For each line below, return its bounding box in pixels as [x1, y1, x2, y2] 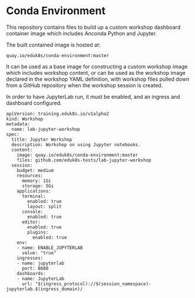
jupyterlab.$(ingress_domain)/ [6, 286, 83, 292]
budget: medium [16, 167, 54, 173]
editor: [21, 219, 41, 225]
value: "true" [21, 250, 57, 256]
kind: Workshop [6, 116, 44, 122]
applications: [16, 188, 51, 194]
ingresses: [16, 255, 44, 261]
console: [21, 208, 44, 214]
